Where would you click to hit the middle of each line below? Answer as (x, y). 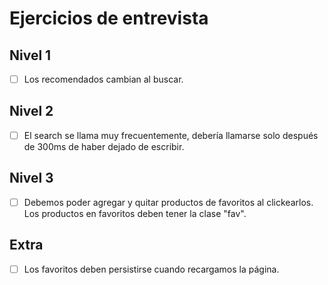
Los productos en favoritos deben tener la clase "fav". (135, 213)
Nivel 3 (31, 178)
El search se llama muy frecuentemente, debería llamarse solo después (171, 135)
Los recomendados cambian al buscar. (103, 79)
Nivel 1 (30, 55)
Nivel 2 (31, 111)
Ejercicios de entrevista (109, 18)
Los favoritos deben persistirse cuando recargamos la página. (151, 269)
